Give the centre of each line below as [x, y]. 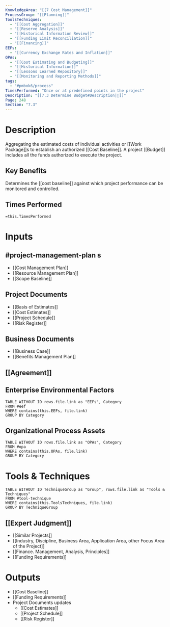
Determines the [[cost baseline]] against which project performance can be [84, 183]
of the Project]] [29, 546]
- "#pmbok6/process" [32, 86]
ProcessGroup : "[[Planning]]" [37, 15]
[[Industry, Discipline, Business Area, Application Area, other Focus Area [88, 541]
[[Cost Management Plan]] [40, 268]
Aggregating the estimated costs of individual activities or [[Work [73, 144]
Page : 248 [16, 100]
